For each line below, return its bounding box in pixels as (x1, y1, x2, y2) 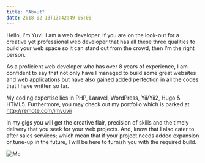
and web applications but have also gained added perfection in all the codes (6, 76, 199, 83)
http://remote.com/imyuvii (6, 107, 72, 114)
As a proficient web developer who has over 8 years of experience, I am (6, 62, 188, 70)
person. (6, 51, 26, 58)
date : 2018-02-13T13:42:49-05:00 (6, 15, 92, 21)
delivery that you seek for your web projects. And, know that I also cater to (6, 125, 195, 132)
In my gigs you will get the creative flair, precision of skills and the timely (6, 118, 189, 126)
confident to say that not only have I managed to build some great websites (6, 69, 196, 76)
